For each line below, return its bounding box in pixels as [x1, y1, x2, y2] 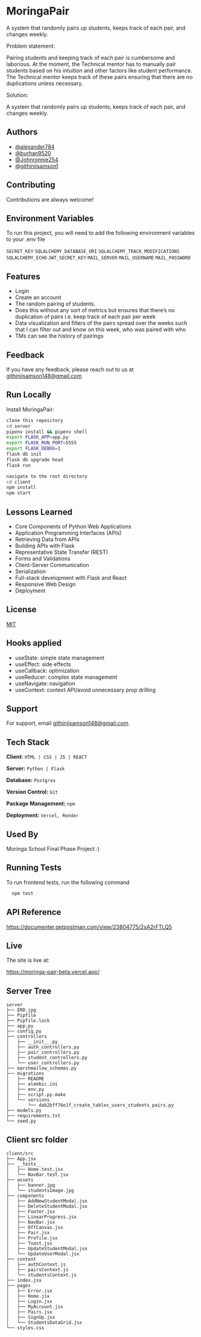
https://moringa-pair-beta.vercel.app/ [6, 968, 100, 976]
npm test [11, 890, 34, 896]
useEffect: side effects [14, 660, 71, 668]
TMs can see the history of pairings [14, 332, 104, 339]
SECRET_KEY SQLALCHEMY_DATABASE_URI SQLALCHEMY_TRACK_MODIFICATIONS [6, 249, 180, 255]
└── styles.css [6, 1325, 45, 1331]
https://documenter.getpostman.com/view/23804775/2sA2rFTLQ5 [6, 923, 173, 931]
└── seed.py [6, 1118, 36, 1124]
